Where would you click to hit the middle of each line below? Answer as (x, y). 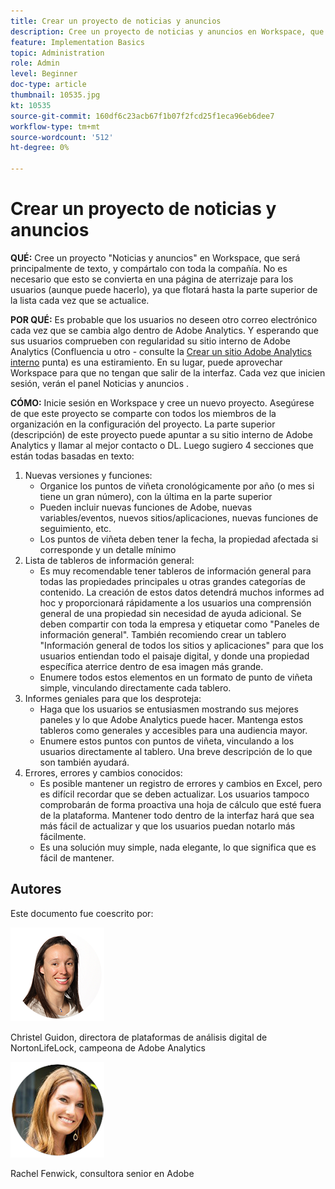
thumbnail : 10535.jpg (55, 95)
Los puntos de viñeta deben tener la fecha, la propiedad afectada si (179, 539)
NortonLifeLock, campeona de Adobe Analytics (108, 1047)
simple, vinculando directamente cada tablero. (135, 687)
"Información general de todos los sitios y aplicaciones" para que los (181, 645)
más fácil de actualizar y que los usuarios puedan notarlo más (167, 826)
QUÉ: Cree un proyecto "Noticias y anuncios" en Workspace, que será (155, 257)
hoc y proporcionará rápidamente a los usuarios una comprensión (175, 602)
